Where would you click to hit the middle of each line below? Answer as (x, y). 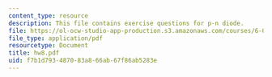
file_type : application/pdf (56, 38)
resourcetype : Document (49, 46)
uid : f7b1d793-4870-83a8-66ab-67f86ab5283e (83, 61)
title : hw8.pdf (34, 53)
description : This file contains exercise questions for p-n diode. (126, 23)
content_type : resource (49, 16)
